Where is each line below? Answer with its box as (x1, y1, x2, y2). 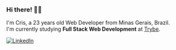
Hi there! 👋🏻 (6, 5, 42, 14)
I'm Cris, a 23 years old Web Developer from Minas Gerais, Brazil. (6, 19, 170, 27)
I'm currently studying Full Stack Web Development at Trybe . (6, 25, 161, 33)
